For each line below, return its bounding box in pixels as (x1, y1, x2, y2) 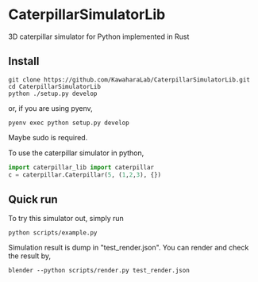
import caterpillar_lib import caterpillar (8, 163, 155, 171)
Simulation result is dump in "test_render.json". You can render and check (8, 243, 249, 253)
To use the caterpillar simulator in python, (8, 148, 144, 158)
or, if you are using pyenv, (8, 103, 93, 112)
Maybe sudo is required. (8, 132, 88, 142)
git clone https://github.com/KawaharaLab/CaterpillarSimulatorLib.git (8, 75, 250, 84)
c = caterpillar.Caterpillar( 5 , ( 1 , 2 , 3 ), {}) (8, 170, 161, 179)
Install (8, 55, 40, 68)
